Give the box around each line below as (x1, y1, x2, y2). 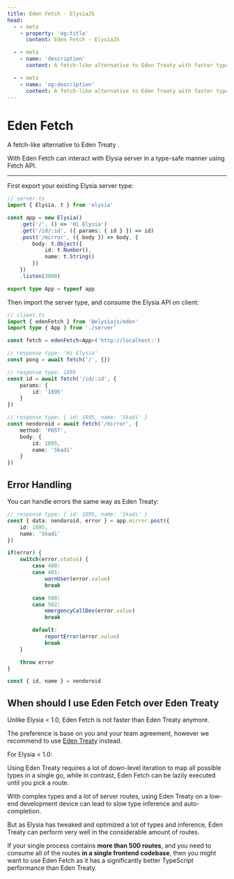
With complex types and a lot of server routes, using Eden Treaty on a (7, 792, 208, 801)
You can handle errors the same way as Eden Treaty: (7, 497, 159, 505)
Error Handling (7, 479, 72, 491)
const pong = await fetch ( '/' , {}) (7, 356, 111, 363)
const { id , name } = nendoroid (7, 678, 101, 685)
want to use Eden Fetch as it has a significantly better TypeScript (7, 857, 194, 865)
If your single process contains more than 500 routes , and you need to (7, 841, 212, 850)
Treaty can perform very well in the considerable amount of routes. (7, 828, 200, 836)
